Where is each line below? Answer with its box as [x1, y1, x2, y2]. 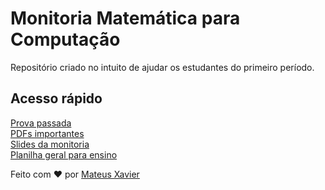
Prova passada [10, 117, 72, 129]
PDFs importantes [10, 127, 85, 139]
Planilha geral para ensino [10, 148, 118, 161]
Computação [10, 28, 121, 51]
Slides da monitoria [10, 138, 90, 150]
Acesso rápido [10, 90, 103, 107]
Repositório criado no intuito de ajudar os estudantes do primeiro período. [10, 61, 315, 73]
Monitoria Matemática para [10, 7, 241, 30]
